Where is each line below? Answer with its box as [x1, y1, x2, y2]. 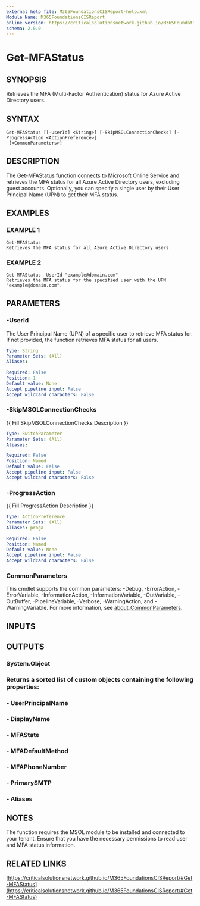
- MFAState [6, 731, 40, 739]
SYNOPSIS [6, 74, 47, 84]
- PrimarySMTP [6, 779, 52, 787]
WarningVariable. [6, 604, 49, 612]
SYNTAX [6, 114, 40, 124]
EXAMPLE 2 [6, 258, 42, 267]
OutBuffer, [6, 598, 32, 605]
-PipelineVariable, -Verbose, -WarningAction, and [32, 598, 154, 605]
